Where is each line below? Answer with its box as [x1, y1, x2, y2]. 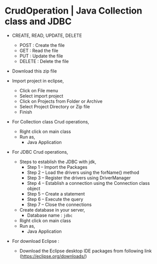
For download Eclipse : [12, 238, 60, 244]
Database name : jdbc [27, 212, 73, 218]
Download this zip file [12, 68, 57, 74]
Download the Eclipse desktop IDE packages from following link [19, 247, 152, 254]
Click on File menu [19, 87, 58, 93]
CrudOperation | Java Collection [5, 5, 142, 17]
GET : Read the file [19, 47, 58, 53]
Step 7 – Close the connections [27, 202, 92, 208]
